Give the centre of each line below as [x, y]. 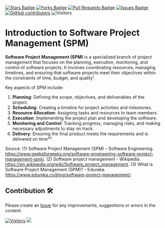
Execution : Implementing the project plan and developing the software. [85, 118]
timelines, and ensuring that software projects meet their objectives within [81, 73]
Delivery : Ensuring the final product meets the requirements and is [80, 134]
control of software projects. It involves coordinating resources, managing [80, 67]
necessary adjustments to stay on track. [53, 128]
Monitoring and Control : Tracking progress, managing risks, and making [86, 123]
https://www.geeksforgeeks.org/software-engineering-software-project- [80, 153]
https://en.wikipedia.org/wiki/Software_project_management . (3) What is [79, 164]
